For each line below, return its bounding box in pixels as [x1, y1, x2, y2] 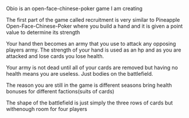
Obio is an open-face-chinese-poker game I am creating [6, 5, 143, 12]
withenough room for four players [6, 106, 87, 112]
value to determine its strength [6, 29, 80, 36]
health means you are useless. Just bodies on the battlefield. [6, 70, 154, 77]
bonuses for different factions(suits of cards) [6, 88, 114, 95]
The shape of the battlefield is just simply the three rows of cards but [6, 99, 173, 106]
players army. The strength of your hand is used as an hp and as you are [6, 46, 181, 53]
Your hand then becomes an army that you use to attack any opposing [6, 41, 176, 47]
